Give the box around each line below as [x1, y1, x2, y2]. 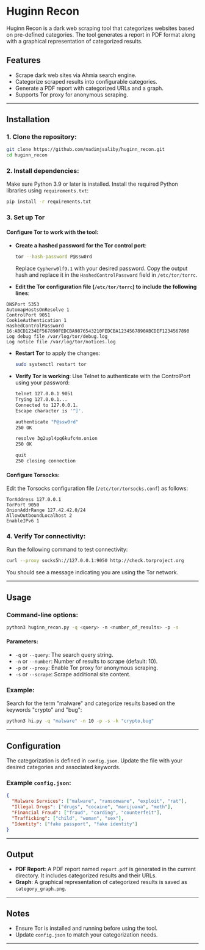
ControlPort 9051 [6, 312, 51, 318]
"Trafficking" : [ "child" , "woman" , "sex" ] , [12, 815, 124, 821]
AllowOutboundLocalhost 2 [6, 513, 72, 519]
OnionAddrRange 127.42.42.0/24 [6, 507, 86, 514]
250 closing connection [15, 458, 76, 464]
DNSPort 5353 [6, 301, 40, 308]
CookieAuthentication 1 [6, 318, 67, 324]
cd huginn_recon [6, 152, 48, 158]
